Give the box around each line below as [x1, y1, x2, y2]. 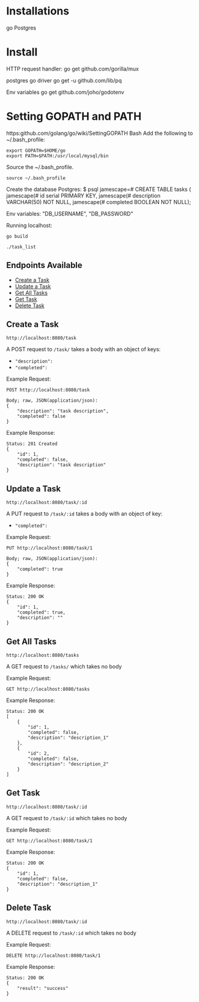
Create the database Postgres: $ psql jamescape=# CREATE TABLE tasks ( [6, 185, 191, 193]
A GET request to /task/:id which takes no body [6, 814, 127, 821]
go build [6, 233, 28, 239]
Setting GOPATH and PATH [6, 110, 142, 123]
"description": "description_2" [28, 761, 109, 767]
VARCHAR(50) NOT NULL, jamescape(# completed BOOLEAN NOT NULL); [6, 198, 191, 205]
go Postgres [6, 24, 37, 31]
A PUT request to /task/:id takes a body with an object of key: [6, 510, 163, 517]
